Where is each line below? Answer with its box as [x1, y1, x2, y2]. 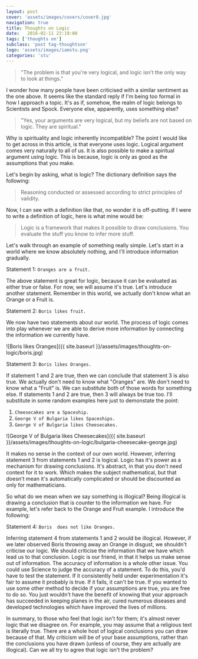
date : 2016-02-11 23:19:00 [6, 31, 78, 37]
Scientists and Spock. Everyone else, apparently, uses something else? [6, 105, 179, 112]
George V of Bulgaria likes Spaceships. [14, 415, 115, 422]
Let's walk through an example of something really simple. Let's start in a [6, 241, 184, 248]
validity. [20, 195, 40, 202]
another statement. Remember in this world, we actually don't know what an [6, 290, 191, 297]
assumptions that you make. [6, 159, 75, 166]
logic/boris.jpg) [6, 349, 43, 356]
